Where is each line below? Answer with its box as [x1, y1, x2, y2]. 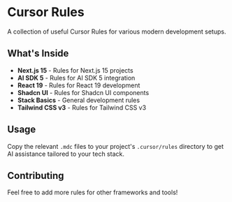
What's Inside [7, 48, 69, 59]
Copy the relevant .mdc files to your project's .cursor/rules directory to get [7, 142, 224, 150]
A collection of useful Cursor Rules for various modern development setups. [7, 27, 226, 36]
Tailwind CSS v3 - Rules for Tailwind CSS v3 [17, 103, 147, 112]
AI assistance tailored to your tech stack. [7, 150, 124, 158]
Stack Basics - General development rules [17, 96, 140, 104]
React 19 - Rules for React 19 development [17, 81, 140, 89]
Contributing [7, 169, 64, 182]
